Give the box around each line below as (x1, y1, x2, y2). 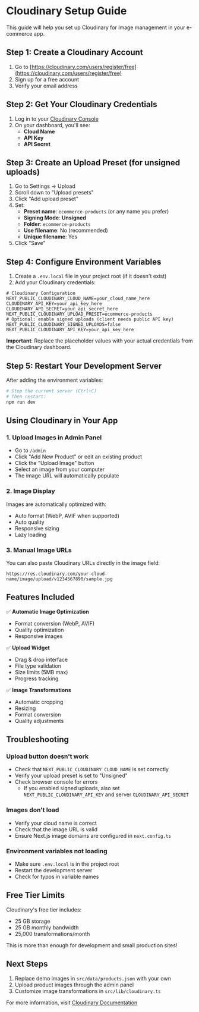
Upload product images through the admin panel (14, 981, 134, 988)
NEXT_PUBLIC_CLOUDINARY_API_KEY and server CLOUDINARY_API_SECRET (23, 791, 189, 798)
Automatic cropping (14, 698, 64, 705)
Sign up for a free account (14, 76, 79, 83)
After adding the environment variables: (6, 376, 103, 384)
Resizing (14, 705, 36, 712)
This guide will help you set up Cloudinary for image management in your (6, 24, 185, 31)
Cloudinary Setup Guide (6, 4, 127, 18)
